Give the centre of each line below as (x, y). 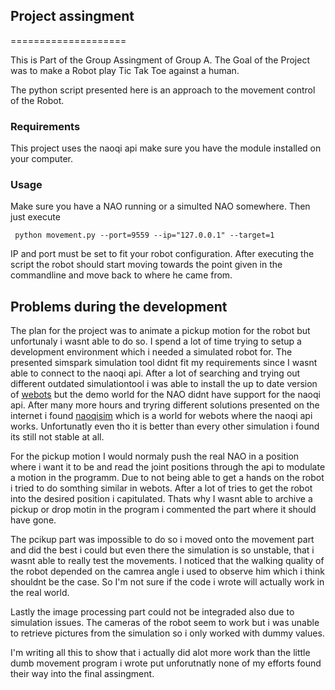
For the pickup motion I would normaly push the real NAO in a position (155, 456)
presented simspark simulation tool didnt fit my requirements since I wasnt (164, 363)
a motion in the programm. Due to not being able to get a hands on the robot (167, 478)
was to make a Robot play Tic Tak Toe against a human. (125, 70)
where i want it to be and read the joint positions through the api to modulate (168, 467)
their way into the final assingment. (82, 674)
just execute (35, 217)
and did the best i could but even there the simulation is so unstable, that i (162, 550)
